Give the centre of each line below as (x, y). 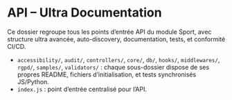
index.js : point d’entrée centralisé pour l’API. (82, 89)
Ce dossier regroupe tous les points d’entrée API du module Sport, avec (109, 32)
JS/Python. (33, 81)
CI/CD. (17, 46)
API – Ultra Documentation (84, 13)
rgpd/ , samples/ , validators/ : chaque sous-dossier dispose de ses (113, 67)
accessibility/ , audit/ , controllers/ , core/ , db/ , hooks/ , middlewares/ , (118, 59)
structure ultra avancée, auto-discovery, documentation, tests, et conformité (116, 39)
